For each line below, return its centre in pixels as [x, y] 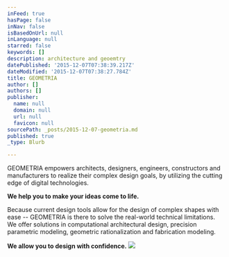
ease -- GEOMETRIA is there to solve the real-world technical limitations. [111, 217]
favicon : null [34, 123]
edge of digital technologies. [48, 183]
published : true [31, 136]
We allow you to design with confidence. [67, 246]
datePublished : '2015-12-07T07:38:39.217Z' [71, 65]
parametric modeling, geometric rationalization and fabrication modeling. [112, 232]
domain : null [32, 110]
